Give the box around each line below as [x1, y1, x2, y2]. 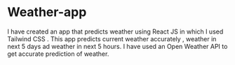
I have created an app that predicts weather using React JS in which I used [7, 27, 224, 36]
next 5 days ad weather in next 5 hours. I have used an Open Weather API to [7, 42, 228, 50]
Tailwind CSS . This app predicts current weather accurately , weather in [7, 34, 217, 43]
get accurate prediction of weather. [7, 50, 109, 58]
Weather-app [7, 4, 87, 20]
